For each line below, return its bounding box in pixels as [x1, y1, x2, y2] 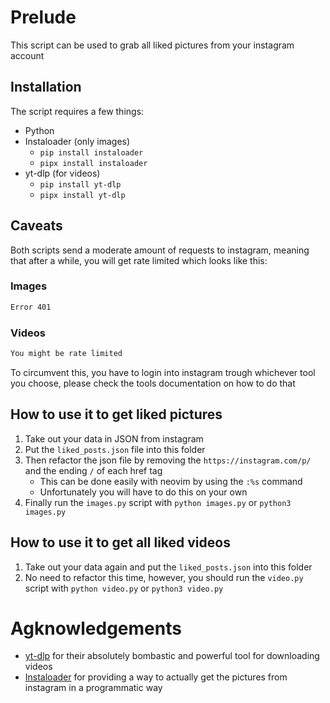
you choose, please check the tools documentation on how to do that [10, 377, 296, 389]
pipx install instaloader [39, 158, 148, 168]
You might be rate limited [10, 349, 123, 359]
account [10, 49, 45, 61]
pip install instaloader [39, 147, 144, 158]
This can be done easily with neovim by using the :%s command [39, 475, 303, 487]
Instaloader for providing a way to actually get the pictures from [24, 671, 288, 683]
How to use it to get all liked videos [10, 534, 231, 551]
